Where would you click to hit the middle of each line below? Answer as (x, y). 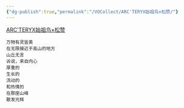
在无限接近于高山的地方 (31, 49)
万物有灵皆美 (20, 42)
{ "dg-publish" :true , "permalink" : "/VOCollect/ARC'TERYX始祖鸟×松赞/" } (92, 12)
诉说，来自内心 (22, 61)
